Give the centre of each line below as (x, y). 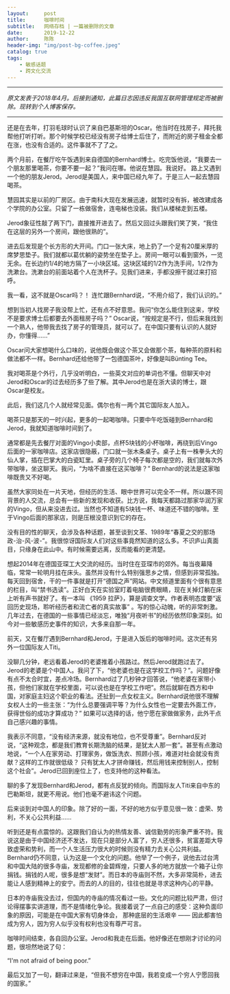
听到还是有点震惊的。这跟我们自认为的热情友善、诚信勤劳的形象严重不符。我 (115, 831)
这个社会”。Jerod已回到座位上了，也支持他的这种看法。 (86, 771)
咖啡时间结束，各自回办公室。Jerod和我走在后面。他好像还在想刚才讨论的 (111, 938)
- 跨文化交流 (35, 71)
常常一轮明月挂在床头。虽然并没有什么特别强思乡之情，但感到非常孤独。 (121, 572)
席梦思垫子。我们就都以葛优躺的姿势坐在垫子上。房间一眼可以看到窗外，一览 (115, 254)
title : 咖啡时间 (36, 20)
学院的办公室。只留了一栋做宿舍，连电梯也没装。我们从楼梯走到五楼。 (112, 208)
